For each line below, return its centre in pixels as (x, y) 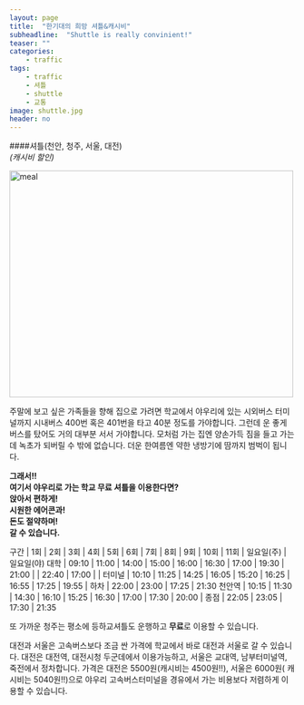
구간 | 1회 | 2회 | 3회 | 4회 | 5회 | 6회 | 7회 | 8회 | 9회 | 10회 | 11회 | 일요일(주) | (148, 552)
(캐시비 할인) (32, 157)
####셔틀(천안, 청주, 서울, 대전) (66, 146)
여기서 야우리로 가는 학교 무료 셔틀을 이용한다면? (94, 487)
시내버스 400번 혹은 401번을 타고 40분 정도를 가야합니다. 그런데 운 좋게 (160, 423)
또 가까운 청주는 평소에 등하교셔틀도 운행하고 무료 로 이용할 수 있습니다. (134, 626)
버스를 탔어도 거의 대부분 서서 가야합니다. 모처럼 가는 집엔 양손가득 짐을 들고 (144, 434)
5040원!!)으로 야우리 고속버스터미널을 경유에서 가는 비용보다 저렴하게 (156, 680)
